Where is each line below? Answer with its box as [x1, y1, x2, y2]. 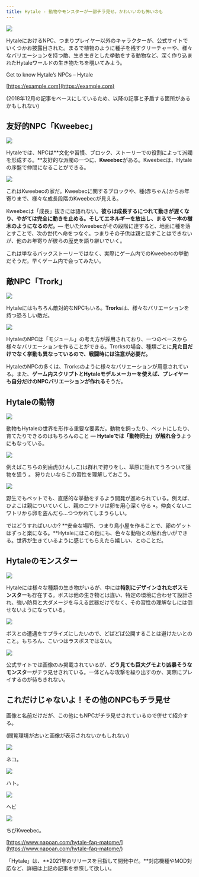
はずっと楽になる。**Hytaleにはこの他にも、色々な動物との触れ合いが [6, 529, 178, 537]
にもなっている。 [6, 440, 48, 447]
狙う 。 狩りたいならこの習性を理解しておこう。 [16, 471, 133, 478]
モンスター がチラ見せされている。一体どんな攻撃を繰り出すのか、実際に [6, 668, 182, 675]
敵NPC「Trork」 [6, 277, 67, 287]
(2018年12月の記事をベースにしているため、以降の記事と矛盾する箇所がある [6, 94, 191, 101]
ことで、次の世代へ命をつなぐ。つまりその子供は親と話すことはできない [16, 230, 192, 237]
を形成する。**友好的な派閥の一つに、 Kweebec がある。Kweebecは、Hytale [6, 157, 192, 164]
